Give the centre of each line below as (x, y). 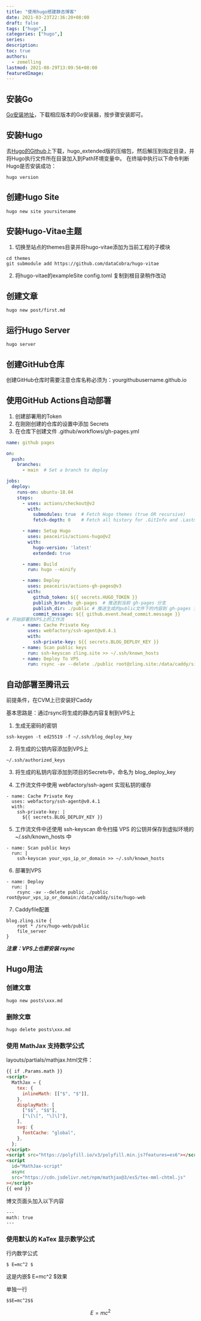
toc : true (19, 51)
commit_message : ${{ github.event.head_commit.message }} (106, 614)
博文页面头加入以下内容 (35, 1201)
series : (16, 40)
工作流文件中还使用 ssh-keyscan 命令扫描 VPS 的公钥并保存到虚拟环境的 (104, 829)
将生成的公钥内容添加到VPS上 (51, 749)
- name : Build (40, 564)
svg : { (25, 1127)
